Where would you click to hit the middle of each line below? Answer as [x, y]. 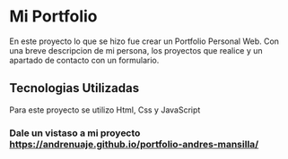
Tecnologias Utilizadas [74, 88]
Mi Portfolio [53, 17]
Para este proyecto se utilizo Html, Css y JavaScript [105, 110]
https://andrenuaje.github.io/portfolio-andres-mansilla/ [134, 144]
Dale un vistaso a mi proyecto [75, 133]
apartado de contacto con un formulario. [84, 60]
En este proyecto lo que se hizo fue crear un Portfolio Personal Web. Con [144, 41]
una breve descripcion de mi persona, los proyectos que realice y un [136, 50]
